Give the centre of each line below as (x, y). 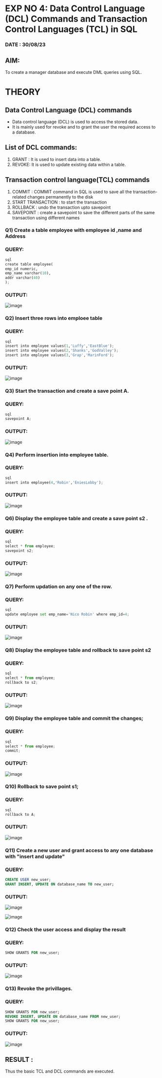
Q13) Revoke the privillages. (39, 988)
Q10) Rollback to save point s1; (42, 786)
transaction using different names (46, 218)
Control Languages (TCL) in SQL (71, 29)
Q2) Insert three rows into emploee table (54, 318)
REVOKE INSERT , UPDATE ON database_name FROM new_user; (63, 1016)
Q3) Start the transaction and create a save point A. (67, 391)
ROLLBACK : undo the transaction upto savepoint (61, 207)
